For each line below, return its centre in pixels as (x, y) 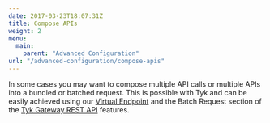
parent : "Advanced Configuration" (81, 53)
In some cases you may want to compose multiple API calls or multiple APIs (135, 84)
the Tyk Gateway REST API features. (69, 109)
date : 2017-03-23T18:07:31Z (56, 16)
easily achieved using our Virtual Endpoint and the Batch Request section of (135, 101)
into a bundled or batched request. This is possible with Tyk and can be (128, 92)
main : (25, 46)
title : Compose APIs (43, 23)
